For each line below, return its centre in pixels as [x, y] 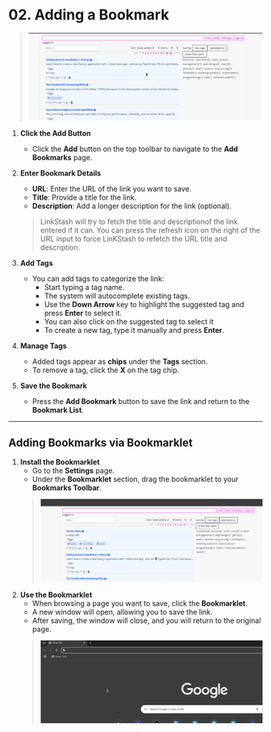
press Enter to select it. [83, 313]
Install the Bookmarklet [60, 462]
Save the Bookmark [53, 385]
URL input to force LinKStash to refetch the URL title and [133, 238]
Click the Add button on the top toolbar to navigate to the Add [135, 149]
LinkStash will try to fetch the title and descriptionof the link [139, 221]
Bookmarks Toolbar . [67, 488]
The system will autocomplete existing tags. [117, 296]
